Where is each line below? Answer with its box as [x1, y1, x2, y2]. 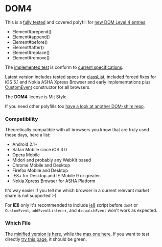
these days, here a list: [5, 132, 51, 138]
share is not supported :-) [5, 192, 57, 199]
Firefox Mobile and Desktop [12, 167, 68, 173]
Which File [5, 220, 31, 226]
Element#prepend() [12, 28, 52, 34]
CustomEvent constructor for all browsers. [5, 84, 91, 90]
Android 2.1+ [12, 141, 38, 147]
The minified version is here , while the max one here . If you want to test [5, 231, 149, 237]
